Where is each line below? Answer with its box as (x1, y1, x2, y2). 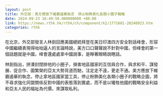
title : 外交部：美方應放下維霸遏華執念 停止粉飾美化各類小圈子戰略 (5, 12, 125, 16)
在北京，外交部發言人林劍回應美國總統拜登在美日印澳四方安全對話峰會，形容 (5, 39, 158, 45)
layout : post (5, 7, 32, 12)
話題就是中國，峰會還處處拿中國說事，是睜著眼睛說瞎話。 (9, 51, 124, 57)
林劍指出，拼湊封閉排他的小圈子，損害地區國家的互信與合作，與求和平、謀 (5, 62, 154, 67)
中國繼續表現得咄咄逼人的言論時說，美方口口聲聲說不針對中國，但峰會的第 (5, 45, 154, 51)
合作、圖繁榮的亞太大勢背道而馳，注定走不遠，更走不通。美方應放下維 (17, 67, 158, 73)
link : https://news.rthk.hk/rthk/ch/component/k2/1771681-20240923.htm (5, 20, 153, 26)
